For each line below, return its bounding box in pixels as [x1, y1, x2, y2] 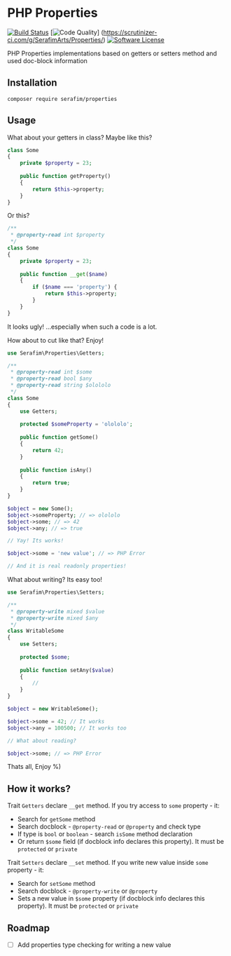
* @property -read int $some [10, 369, 92, 376]
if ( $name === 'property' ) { [32, 284, 118, 291]
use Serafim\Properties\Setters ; [7, 589, 105, 596]
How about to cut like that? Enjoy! [7, 336, 104, 344]
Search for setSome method [17, 880, 96, 888]
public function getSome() [20, 434, 99, 441]
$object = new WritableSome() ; [7, 706, 99, 713]
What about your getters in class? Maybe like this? [7, 133, 153, 142]
